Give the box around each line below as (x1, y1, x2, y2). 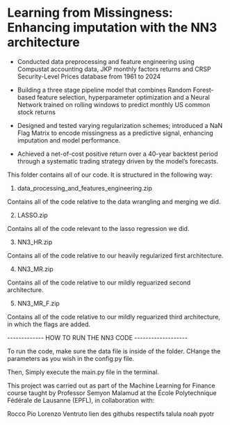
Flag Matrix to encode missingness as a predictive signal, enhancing (17, 129, 213, 137)
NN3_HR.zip (17, 238, 53, 246)
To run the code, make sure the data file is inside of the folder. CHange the (7, 346, 221, 355)
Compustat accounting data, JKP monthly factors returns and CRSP (17, 65, 211, 73)
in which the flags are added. (7, 320, 91, 328)
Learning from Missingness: (7, 5, 174, 21)
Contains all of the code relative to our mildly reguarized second (7, 278, 191, 287)
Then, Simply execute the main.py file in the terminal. (7, 367, 160, 376)
